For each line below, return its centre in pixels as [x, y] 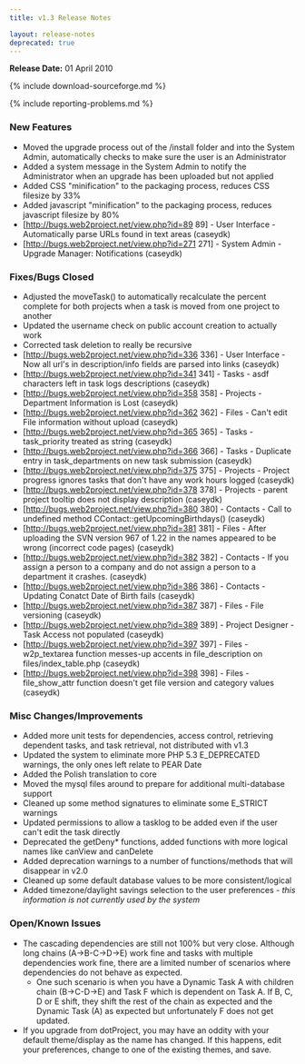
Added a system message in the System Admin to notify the [134, 166]
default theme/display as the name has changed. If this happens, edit [152, 1039]
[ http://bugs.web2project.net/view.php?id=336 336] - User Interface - [154, 354]
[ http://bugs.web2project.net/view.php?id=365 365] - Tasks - [138, 432]
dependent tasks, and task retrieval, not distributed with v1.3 [136, 745]
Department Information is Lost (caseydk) [100, 403]
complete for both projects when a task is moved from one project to [151, 306]
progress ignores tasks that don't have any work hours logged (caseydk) [158, 480]
